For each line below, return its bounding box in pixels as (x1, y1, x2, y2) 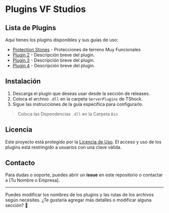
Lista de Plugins (5, 24, 56, 32)
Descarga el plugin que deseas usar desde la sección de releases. (12, 90, 150, 96)
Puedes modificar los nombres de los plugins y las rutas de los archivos (5, 192, 154, 198)
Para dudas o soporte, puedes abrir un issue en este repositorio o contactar (5, 172, 163, 178)
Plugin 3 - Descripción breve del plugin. (12, 57, 95, 63)
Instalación (5, 77, 41, 86)
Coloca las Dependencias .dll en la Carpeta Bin (17, 111, 118, 117)
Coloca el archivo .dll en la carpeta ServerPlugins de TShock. (12, 95, 143, 101)
